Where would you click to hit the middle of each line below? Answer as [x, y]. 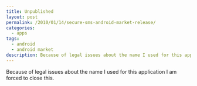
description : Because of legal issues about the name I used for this [94, 55]
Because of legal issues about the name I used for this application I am [91, 71]
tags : [13, 39]
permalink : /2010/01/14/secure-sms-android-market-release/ [81, 22]
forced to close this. [30, 78]
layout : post [22, 17]
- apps [19, 33]
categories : [21, 28]
